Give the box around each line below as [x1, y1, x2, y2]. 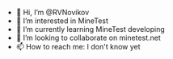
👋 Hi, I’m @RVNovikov [15, 8, 90, 17]
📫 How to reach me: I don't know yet [15, 42, 141, 51]
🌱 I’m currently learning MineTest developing [15, 25, 166, 33]
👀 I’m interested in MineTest [15, 16, 109, 26]
